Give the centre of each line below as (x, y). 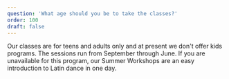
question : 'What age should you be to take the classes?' (92, 14)
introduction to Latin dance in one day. (62, 68)
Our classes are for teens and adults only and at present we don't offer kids (115, 46)
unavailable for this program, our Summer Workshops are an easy (101, 61)
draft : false (26, 26)
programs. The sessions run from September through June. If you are (106, 53)
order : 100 (23, 20)
